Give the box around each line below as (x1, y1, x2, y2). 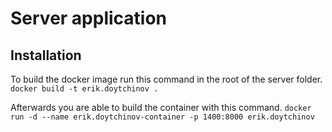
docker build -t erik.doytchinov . (10, 84, 159, 94)
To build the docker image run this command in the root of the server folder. (10, 73, 323, 85)
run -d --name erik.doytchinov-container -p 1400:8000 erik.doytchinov (10, 112, 315, 122)
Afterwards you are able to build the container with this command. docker (10, 102, 312, 113)
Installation (10, 47, 82, 64)
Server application (10, 7, 168, 30)
